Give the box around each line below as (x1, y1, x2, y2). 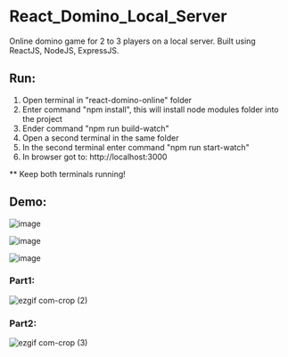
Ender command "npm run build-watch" (21, 123, 169, 134)
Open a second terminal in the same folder (21, 132, 179, 143)
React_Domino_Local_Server (9, 6, 227, 27)
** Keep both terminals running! (9, 168, 127, 179)
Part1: (9, 274, 36, 287)
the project (21, 113, 62, 124)
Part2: (9, 317, 37, 329)
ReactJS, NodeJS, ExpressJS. (9, 45, 119, 55)
